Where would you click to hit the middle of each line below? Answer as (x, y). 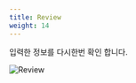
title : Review (36, 17)
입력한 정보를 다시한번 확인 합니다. (68, 52)
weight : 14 (29, 26)
